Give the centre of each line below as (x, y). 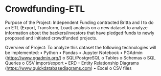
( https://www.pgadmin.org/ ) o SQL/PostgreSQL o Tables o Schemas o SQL (80, 57)
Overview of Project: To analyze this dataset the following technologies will (81, 47)
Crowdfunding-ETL (45, 9)
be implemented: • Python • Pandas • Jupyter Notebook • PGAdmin (74, 53)
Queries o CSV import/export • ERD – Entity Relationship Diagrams (72, 63)
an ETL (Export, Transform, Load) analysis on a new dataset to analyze (76, 27)
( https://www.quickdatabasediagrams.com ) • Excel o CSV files (69, 68)
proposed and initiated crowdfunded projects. (51, 38)
